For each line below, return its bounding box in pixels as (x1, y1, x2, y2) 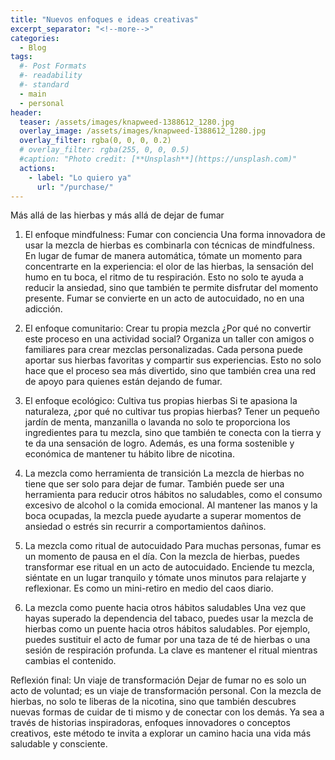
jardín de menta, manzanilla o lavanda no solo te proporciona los (24, 416, 291, 428)
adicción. (24, 303, 63, 315)
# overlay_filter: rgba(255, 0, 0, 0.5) (19, 145, 190, 155)
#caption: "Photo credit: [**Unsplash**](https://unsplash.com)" (19, 154, 298, 164)
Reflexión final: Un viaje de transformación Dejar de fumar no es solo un (10, 674, 307, 686)
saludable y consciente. (10, 738, 108, 750)
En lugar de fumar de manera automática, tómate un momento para (24, 250, 303, 262)
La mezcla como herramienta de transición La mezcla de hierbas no (24, 467, 305, 480)
